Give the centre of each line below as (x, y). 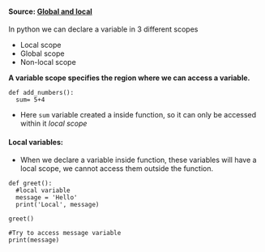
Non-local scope (48, 62)
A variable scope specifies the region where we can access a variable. (129, 78)
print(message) (34, 240)
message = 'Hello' (47, 198)
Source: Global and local (51, 11)
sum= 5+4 (30, 100)
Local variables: (36, 142)
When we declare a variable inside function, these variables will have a (138, 160)
